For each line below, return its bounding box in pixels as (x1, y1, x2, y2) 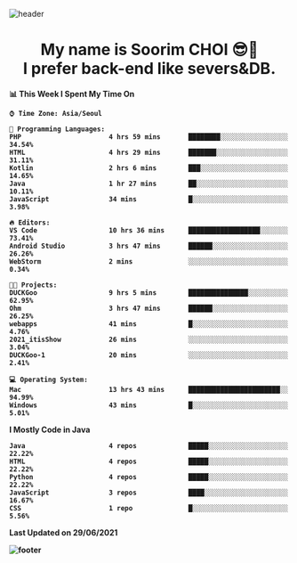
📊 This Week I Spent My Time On (9, 88, 135, 99)
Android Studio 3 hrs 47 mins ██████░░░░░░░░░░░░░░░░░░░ (9, 241, 289, 250)
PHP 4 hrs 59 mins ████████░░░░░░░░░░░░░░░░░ (9, 132, 289, 142)
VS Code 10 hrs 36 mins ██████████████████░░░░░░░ (9, 225, 289, 235)
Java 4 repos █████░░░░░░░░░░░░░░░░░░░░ (9, 441, 289, 450)
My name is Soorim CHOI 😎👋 (40, 40, 259, 60)
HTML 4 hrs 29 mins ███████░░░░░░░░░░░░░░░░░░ (9, 148, 289, 157)
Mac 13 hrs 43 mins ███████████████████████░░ (9, 385, 289, 394)
